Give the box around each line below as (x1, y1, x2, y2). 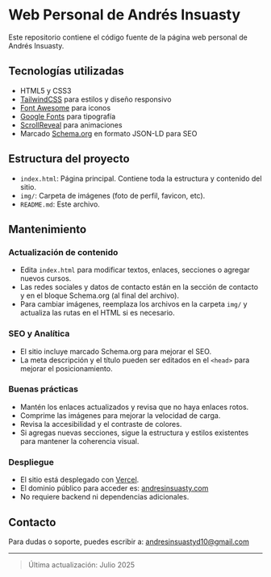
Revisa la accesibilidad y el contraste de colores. (19, 419, 182, 429)
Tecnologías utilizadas (8, 65, 124, 78)
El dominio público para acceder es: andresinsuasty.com (19, 483, 209, 493)
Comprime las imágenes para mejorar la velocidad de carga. (19, 410, 221, 420)
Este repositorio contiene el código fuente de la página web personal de (8, 32, 248, 42)
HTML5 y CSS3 (19, 86, 72, 95)
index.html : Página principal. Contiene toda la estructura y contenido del (19, 174, 262, 183)
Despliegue (8, 456, 54, 467)
